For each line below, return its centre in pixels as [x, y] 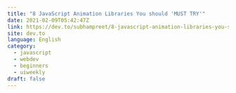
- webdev [26, 59]
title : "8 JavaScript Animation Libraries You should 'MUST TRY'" [106, 14]
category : [22, 46]
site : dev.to [26, 33]
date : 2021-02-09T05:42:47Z [48, 20]
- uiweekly [29, 72]
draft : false [26, 79]
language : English [34, 40]
